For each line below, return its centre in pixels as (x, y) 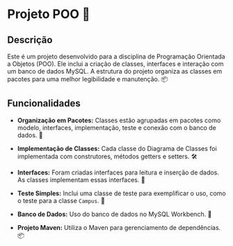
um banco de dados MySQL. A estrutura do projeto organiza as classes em (115, 71)
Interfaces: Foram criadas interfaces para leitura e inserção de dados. (118, 172)
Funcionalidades (44, 104)
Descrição (30, 40)
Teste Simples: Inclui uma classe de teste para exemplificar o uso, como (121, 193)
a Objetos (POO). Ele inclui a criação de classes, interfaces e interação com (115, 64)
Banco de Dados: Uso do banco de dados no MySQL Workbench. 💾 (114, 214)
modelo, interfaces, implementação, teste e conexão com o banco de (117, 127)
